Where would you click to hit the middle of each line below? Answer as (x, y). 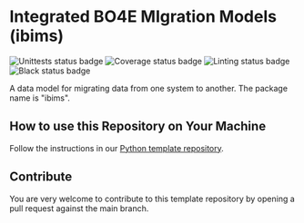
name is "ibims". (40, 98)
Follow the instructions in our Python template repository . (117, 148)
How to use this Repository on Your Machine (138, 126)
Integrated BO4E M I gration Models (143, 17)
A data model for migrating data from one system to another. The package (149, 88)
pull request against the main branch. (79, 208)
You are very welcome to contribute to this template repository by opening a (152, 199)
